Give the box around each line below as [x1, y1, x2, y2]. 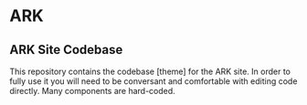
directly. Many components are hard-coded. [9, 86, 175, 96]
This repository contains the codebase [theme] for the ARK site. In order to [9, 66, 291, 77]
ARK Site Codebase [9, 42, 123, 58]
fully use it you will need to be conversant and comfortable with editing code [9, 76, 298, 87]
